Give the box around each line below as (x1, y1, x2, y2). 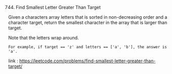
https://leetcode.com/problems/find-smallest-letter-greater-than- (19, 58, 156, 64)
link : (8, 58, 18, 64)
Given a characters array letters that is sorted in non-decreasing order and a (8, 14, 167, 20)
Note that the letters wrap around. (8, 35, 79, 41)
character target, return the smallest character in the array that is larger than (8, 20, 167, 25)
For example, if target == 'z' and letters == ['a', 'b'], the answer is (8, 45, 167, 50)
